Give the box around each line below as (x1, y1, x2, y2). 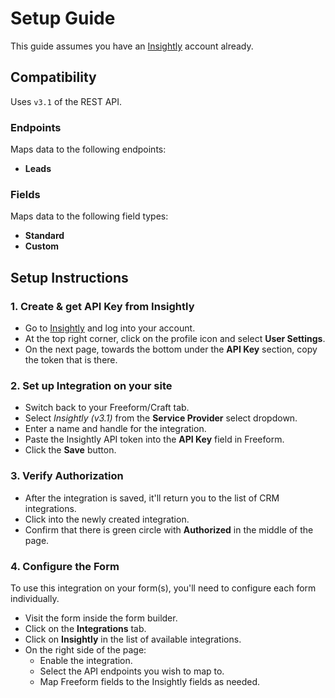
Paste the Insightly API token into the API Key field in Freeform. (24, 433, 285, 446)
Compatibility (10, 69, 97, 86)
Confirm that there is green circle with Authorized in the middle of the (24, 523, 314, 536)
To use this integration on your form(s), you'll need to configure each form (10, 582, 317, 594)
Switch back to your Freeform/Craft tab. (24, 402, 190, 414)
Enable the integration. (39, 654, 133, 666)
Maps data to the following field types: (10, 210, 169, 222)
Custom (24, 240, 60, 252)
